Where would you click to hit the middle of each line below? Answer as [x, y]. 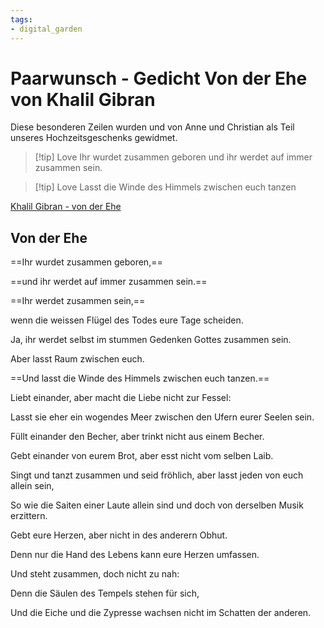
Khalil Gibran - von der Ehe [66, 207]
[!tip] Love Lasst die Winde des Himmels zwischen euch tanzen [165, 187]
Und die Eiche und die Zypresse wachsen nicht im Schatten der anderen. [161, 613]
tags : [21, 19]
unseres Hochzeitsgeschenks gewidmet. [94, 138]
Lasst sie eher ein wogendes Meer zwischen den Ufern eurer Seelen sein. [162, 417]
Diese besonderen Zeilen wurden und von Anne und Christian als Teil [152, 127]
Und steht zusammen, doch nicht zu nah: [95, 574]
